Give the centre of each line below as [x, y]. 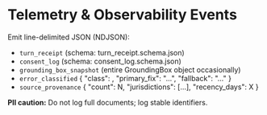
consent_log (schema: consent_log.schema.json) [100, 61]
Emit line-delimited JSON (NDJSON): [69, 37]
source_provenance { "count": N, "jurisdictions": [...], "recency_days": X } [139, 87]
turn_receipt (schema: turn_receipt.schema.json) [102, 52]
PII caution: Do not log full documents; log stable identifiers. [108, 102]
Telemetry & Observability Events [122, 15]
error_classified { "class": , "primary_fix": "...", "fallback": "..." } [125, 78]
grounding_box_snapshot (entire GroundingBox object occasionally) [130, 69]
